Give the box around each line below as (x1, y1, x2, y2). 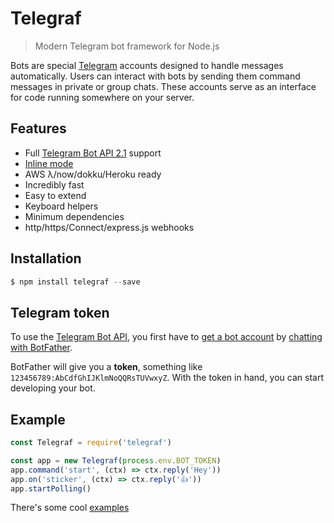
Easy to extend (24, 189, 87, 201)
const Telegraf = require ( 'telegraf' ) (10, 438, 172, 448)
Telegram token (10, 304, 110, 321)
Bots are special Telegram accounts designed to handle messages (10, 59, 284, 71)
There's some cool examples (10, 502, 130, 514)
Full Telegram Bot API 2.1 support (24, 147, 162, 159)
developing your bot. (10, 382, 96, 394)
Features (10, 120, 67, 137)
